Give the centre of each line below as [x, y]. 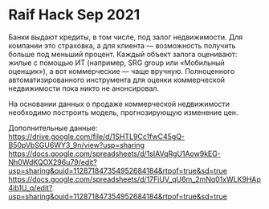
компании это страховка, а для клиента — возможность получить [122, 45]
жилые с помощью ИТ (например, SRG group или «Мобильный [116, 63]
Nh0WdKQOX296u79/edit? [53, 162]
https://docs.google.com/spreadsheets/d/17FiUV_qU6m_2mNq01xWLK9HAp [134, 179]
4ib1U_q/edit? [31, 187]
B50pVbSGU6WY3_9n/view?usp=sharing [77, 145]
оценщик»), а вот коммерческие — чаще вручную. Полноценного [122, 71]
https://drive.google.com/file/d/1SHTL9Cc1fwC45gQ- [97, 136]
